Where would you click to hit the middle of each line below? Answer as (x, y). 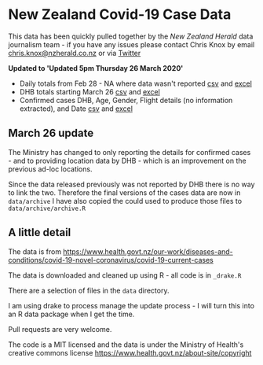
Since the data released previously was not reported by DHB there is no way (131, 184)
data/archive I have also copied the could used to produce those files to (125, 201)
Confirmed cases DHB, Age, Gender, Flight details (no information (126, 100)
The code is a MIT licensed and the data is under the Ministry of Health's (126, 345)
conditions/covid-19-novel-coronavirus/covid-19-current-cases (111, 260)
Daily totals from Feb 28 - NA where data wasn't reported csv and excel (136, 83)
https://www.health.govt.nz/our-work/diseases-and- (148, 251)
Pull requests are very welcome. (60, 329)
